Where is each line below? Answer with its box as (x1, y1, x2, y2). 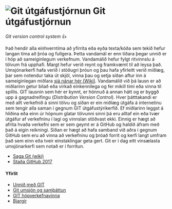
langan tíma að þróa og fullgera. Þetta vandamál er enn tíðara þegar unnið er (5, 50, 167, 56)
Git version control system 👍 (5, 33, 67, 39)
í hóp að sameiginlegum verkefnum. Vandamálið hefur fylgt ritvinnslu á (5, 56, 155, 62)
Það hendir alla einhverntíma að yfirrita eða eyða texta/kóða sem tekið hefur (5, 45, 166, 51)
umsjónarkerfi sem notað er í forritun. (5, 143, 85, 149)
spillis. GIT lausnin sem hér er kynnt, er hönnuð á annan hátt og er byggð (5, 89, 159, 95)
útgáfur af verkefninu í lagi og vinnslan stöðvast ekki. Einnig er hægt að (5, 116, 156, 122)
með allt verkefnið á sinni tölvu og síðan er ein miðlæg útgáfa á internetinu (5, 99, 162, 106)
